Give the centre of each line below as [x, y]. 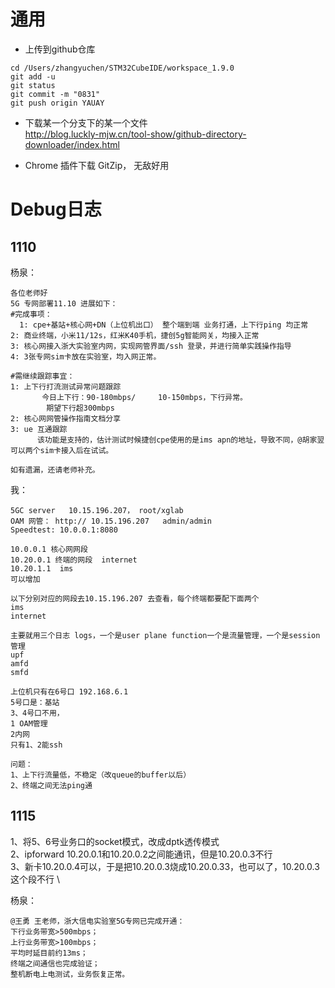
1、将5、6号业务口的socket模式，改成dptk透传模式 [115, 841]
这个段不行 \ [35, 879]
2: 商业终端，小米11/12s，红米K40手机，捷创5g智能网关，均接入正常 [135, 335]
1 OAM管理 [29, 723]
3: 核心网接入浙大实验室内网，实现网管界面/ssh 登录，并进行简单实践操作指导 [151, 346]
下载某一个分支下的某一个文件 [86, 122]
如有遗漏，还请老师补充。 [55, 470]
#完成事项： [31, 314]
